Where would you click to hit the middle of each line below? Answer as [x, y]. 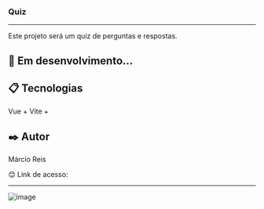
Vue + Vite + [29, 111]
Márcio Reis [27, 160]
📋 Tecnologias [46, 88]
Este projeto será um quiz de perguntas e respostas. [93, 36]
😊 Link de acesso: [38, 175]
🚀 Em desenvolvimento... [71, 61]
